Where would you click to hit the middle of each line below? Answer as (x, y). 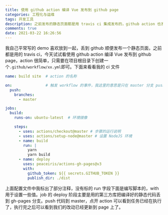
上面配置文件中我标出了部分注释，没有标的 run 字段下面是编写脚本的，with (82, 188)
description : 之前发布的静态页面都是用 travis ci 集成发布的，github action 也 (83, 24)
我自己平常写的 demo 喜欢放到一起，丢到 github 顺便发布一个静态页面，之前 (83, 48)
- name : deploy (34, 159)
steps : (21, 127)
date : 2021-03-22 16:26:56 (33, 33)
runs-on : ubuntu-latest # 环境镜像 (51, 118)
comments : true (21, 29)
